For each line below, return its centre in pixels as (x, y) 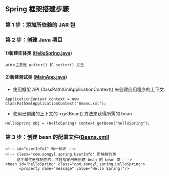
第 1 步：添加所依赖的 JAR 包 (40, 25)
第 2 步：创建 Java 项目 (34, 40)
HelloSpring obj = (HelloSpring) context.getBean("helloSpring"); (78, 123)
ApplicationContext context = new (42, 99)
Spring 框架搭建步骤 (37, 9)
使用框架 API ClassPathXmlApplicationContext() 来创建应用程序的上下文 (88, 89)
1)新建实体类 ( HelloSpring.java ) (39, 53)
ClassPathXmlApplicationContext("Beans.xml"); (56, 104)
